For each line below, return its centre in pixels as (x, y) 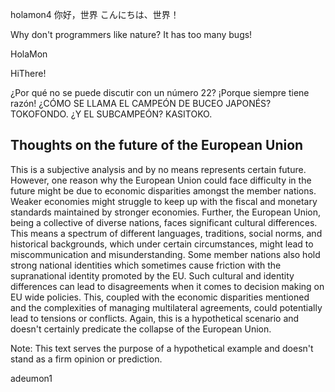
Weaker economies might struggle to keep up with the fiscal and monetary (164, 201)
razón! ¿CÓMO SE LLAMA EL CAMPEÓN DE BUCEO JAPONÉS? (141, 103)
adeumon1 (31, 378)
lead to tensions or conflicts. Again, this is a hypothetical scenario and (155, 318)
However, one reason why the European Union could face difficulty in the (161, 180)
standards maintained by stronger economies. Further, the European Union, (166, 212)
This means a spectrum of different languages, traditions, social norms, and (166, 233)
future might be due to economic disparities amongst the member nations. (163, 190)
